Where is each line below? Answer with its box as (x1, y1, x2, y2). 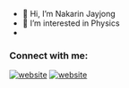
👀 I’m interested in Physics (21, 18, 120, 28)
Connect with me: (9, 49, 89, 61)
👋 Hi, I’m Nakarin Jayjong (21, 9, 116, 19)
